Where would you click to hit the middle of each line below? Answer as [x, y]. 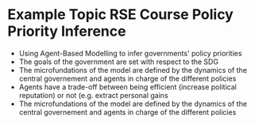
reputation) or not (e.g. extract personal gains [93, 95]
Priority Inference [67, 31]
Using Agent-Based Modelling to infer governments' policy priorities [130, 53]
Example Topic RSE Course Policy [120, 15]
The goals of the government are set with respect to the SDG [119, 62]
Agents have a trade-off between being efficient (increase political [128, 87]
